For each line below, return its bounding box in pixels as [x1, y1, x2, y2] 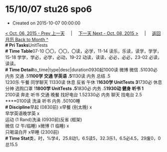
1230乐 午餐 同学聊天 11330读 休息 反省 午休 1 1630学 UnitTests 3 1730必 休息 [5, 79, 163, 85]
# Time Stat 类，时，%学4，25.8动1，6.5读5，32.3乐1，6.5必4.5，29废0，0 [5, 135, 161, 141]
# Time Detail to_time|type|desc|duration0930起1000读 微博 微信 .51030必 [5, 66, 158, 73]
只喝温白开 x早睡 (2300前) [5, 129, 59, 135]
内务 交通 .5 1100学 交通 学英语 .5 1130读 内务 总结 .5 [5, 73, 111, 79]
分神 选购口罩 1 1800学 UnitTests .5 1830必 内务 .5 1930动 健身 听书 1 [5, 85, 144, 91]
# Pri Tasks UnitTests [5, 42, 48, 48]
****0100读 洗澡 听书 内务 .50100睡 [5, 98, 81, 104]
